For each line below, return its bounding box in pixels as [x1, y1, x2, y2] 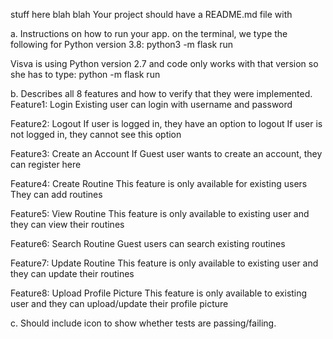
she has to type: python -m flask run [10, 69, 161, 80]
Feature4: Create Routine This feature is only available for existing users [10, 178, 308, 189]
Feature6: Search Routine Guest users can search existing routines [10, 238, 286, 249]
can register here [10, 159, 82, 170]
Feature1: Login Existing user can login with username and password [10, 99, 293, 110]
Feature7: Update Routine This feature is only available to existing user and [10, 257, 319, 269]
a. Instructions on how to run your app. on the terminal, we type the [10, 28, 288, 39]
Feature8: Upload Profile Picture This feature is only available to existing [10, 287, 308, 299]
